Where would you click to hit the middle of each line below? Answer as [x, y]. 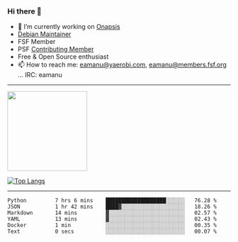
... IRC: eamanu [40, 75]
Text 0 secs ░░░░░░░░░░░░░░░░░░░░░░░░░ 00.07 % [112, 232]
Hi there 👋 [25, 11]
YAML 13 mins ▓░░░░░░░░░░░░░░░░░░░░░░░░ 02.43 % [112, 219]
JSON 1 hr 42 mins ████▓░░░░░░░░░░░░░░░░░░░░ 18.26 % [112, 207]
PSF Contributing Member [56, 50]
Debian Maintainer [44, 34]
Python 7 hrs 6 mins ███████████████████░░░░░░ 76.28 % [112, 201]
